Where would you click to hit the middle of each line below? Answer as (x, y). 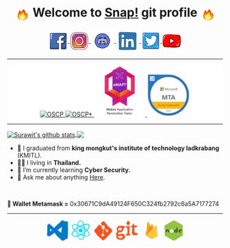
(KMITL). (29, 155)
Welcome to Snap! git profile (115, 13)
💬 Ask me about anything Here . (61, 177)
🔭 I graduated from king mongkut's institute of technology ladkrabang (118, 148)
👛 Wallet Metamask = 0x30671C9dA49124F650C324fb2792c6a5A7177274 (113, 203)
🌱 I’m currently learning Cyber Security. (74, 170)
